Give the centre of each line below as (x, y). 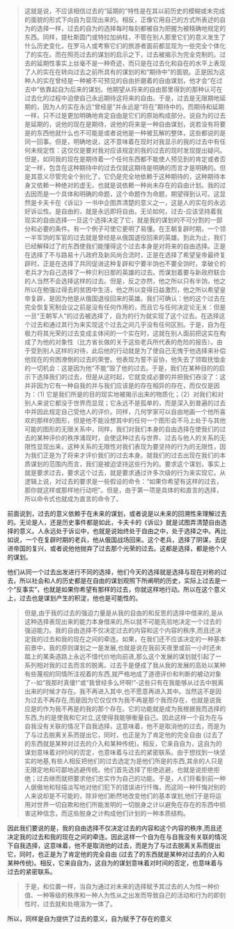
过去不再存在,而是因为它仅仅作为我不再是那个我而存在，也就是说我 (126, 700)
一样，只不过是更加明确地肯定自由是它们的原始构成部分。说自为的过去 (125, 115)
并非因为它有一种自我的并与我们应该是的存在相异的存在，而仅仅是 (119, 385)
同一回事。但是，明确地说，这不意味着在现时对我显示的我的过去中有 (122, 141)
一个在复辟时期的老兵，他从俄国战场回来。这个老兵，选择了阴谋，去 (123, 540)
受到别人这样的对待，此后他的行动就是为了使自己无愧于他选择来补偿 (128, 351)
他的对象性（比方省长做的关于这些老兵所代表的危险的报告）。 (130, 342)
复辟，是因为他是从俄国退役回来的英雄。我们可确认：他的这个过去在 (128, 298)
